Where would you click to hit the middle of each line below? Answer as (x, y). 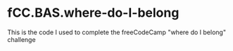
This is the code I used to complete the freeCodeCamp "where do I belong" (117, 32)
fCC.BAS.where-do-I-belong (93, 13)
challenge (22, 39)
